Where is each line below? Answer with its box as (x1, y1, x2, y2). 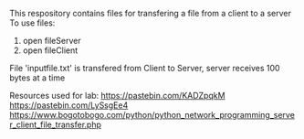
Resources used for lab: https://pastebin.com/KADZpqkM (9, 91, 225, 101)
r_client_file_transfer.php (9, 119, 102, 130)
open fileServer (22, 36, 81, 46)
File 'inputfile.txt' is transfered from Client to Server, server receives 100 (9, 63, 280, 73)
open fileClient (22, 45, 79, 56)
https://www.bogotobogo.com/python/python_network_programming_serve (9, 110, 295, 120)
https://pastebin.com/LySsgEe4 (9, 100, 129, 111)
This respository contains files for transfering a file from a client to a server (9, 8, 292, 18)
